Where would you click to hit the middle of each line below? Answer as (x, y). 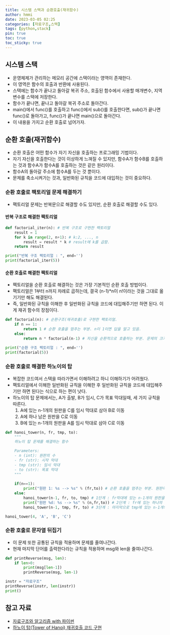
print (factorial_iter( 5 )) (32, 261)
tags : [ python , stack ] (28, 29)
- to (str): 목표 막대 (36, 470)
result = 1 (26, 232)
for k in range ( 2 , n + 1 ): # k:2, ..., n (56, 237)
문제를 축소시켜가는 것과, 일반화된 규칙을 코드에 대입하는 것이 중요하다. (82, 178)
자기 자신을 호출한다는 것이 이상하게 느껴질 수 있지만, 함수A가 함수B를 (81, 159)
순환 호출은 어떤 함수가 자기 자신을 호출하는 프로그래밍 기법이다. (75, 153)
